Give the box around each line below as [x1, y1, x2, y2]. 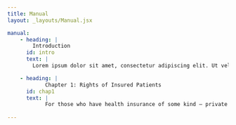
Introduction [32, 43, 71, 50]
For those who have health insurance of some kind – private [44, 101, 228, 108]
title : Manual [7, 10, 49, 18]
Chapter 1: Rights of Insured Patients [44, 81, 162, 88]
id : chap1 [25, 88, 55, 95]
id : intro [25, 49, 55, 56]
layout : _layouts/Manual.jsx [7, 17, 93, 24]
